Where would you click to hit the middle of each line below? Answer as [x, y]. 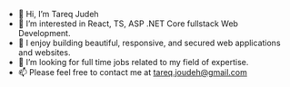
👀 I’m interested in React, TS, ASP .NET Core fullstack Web [128, 24]
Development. [44, 33]
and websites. [44, 53]
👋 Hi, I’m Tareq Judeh [58, 14]
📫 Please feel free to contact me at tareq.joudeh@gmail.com [133, 72]
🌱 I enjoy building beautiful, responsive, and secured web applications [149, 43]
